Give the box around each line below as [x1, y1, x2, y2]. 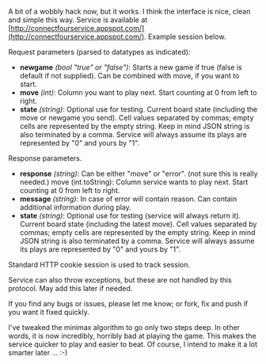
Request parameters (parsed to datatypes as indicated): [8, 47, 191, 56]
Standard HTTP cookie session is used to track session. [8, 260, 190, 269]
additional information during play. [19, 203, 132, 212]
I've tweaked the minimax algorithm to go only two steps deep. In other [8, 323, 240, 332]
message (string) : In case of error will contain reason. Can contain [19, 194, 237, 203]
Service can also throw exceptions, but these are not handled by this [8, 275, 232, 284]
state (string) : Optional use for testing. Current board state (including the [19, 104, 258, 114]
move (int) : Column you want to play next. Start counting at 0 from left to [19, 88, 257, 97]
